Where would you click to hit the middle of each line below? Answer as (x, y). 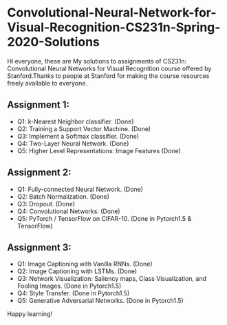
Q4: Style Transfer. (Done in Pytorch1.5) (73, 293)
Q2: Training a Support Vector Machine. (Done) (84, 128)
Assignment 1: (39, 105)
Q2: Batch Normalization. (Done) (63, 196)
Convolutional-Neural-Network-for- (112, 13)
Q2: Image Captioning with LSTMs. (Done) (77, 271)
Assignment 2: (39, 173)
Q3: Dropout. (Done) (46, 204)
